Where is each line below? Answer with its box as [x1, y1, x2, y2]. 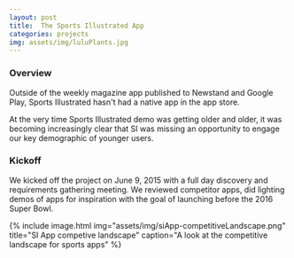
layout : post [9, 12, 58, 22]
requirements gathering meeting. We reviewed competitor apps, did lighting [9, 184, 285, 195]
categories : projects [9, 29, 89, 38]
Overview [9, 67, 52, 80]
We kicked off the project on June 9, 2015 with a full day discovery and [9, 175, 268, 185]
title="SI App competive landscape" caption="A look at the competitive [9, 230, 268, 240]
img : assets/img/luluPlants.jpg [9, 37, 128, 47]
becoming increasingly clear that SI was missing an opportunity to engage [9, 123, 281, 134]
